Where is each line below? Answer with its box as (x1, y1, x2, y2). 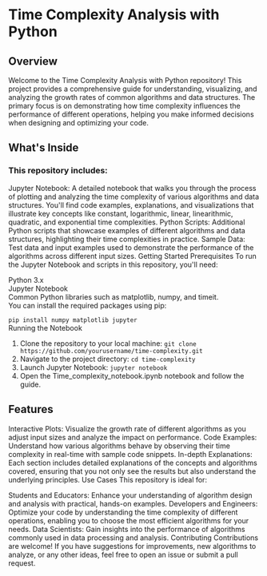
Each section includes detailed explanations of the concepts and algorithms (8, 458, 257, 467)
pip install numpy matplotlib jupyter (8, 316, 137, 324)
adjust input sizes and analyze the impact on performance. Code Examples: (8, 432, 257, 442)
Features (8, 403, 54, 416)
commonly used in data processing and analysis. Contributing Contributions (8, 533, 258, 542)
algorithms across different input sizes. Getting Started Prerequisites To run (8, 251, 257, 260)
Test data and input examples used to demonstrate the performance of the (8, 242, 254, 252)
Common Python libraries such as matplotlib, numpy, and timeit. (8, 292, 219, 301)
